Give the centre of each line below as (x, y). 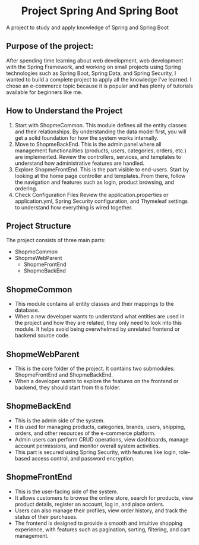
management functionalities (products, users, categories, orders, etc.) (101, 151)
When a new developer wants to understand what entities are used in (99, 317)
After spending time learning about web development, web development (95, 60)
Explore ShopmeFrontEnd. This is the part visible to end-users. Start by (102, 169)
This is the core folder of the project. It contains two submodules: (95, 368)
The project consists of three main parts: (56, 240)
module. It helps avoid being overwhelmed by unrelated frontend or (97, 329)
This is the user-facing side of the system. (66, 491)
